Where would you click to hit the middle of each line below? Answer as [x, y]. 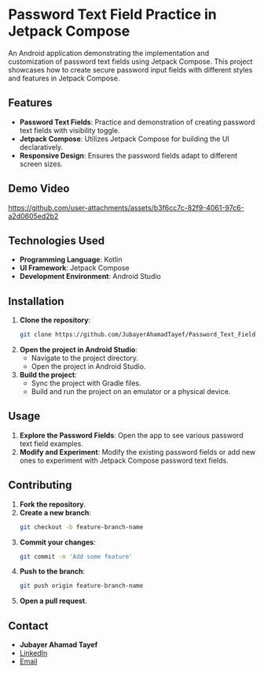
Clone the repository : [55, 320]
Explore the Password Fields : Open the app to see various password [131, 435]
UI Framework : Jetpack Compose [74, 268]
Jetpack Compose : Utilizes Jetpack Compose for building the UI [124, 139]
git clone [36, 335]
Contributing [40, 485]
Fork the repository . [53, 504]
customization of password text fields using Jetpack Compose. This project [130, 61]
